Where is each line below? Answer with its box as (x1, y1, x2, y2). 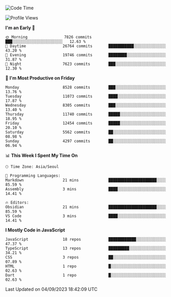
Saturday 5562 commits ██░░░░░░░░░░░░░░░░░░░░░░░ (5, 130, 166, 135)
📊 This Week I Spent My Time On (5, 153, 78, 158)
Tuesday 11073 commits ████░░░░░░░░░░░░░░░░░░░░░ (5, 94, 166, 99)
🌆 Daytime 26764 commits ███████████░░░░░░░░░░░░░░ (5, 44, 166, 49)
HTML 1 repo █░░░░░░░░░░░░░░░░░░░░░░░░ (5, 264, 166, 269)
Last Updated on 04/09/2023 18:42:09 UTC (5, 286, 98, 292)
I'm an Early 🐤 (5, 25, 35, 31)
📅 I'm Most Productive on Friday (5, 75, 75, 81)
